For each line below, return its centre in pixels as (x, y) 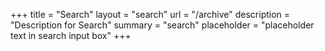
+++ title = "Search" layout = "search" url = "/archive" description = (150, 14)
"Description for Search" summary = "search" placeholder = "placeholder (162, 25)
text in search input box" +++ (71, 35)
